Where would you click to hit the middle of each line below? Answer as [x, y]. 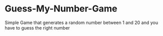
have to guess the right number [37, 27]
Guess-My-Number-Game [61, 9]
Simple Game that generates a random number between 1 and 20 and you [82, 22]
